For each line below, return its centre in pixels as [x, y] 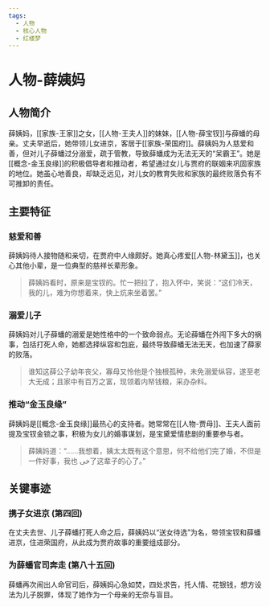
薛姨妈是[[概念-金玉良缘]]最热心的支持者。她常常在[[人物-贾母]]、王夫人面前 [135, 424]
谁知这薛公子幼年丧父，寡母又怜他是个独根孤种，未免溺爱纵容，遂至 [141, 371]
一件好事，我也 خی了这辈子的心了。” [87, 461]
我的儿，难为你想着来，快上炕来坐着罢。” [95, 292]
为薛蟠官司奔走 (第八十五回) [62, 565]
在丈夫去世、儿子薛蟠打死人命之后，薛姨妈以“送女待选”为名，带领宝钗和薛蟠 [135, 532]
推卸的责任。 [36, 184]
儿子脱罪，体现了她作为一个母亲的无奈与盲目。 [100, 594]
